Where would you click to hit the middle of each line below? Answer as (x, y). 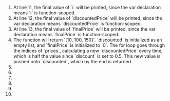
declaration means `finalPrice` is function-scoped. (66, 34)
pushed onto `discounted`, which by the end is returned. (73, 61)
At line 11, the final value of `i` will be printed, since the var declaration (87, 7)
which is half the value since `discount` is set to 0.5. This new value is (87, 56)
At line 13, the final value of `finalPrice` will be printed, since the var (84, 29)
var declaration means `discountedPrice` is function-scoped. (78, 23)
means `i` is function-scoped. (44, 13)
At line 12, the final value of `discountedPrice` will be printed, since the (88, 18)
